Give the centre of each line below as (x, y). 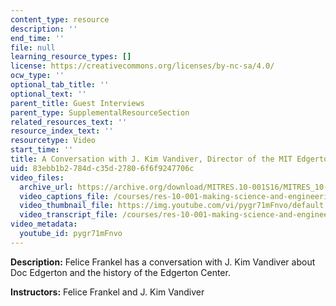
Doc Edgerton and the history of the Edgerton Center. (120, 272)
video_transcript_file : (68, 215)
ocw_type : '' (37, 76)
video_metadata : (44, 224)
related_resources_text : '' (69, 122)
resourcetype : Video (53, 141)
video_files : (37, 177)
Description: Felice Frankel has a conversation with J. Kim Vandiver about (163, 262)
